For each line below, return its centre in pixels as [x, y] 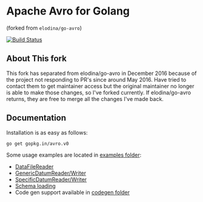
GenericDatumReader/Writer [51, 173]
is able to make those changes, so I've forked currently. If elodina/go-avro [99, 93]
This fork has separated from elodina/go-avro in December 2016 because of [101, 73]
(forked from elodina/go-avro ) [44, 28]
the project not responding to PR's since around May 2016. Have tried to [96, 79]
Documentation [36, 118]
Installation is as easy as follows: [47, 132]
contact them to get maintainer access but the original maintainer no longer [100, 86]
